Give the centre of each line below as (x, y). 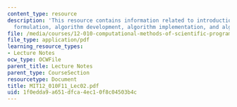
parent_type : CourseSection (49, 73)
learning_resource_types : (45, 46)
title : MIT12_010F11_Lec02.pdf (53, 86)
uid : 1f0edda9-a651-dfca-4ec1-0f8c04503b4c (72, 92)
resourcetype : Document (42, 79)
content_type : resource (42, 14)
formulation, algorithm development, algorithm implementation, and (116, 27)
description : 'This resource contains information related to (101, 20)
